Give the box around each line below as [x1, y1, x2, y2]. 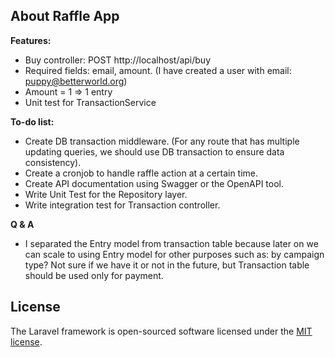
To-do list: [10, 115, 55, 128]
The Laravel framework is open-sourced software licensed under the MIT [10, 325, 313, 337]
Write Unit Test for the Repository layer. [24, 188, 188, 200]
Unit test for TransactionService [24, 96, 157, 108]
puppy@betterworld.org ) [24, 75, 128, 87]
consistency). [24, 156, 82, 168]
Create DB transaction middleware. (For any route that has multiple [24, 135, 300, 147]
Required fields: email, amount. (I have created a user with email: [24, 64, 292, 76]
